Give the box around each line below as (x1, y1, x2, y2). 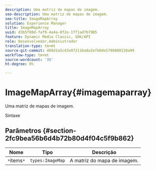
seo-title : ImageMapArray (5, 16, 58, 21)
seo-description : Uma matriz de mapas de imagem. (5, 12, 109, 17)
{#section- (43, 127, 77, 135)
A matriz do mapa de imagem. (69, 157, 139, 164)
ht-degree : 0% (5, 62, 34, 66)
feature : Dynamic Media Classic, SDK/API (5, 35, 91, 40)
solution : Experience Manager (5, 21, 67, 26)
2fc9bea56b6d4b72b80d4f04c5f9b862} (5, 134, 134, 143)
